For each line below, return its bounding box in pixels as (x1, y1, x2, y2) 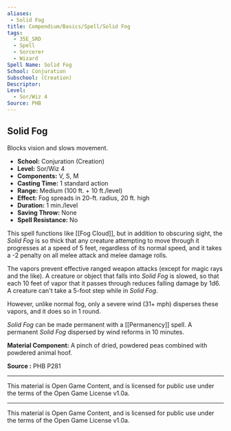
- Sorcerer (13, 49, 45, 56)
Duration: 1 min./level (16, 201, 78, 209)
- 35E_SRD (13, 36, 41, 43)
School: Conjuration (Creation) (16, 157, 105, 166)
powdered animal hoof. (7, 348, 72, 357)
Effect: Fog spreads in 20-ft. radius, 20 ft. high (16, 194, 150, 202)
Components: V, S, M (16, 172, 79, 180)
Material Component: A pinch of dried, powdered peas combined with (7, 341, 208, 349)
